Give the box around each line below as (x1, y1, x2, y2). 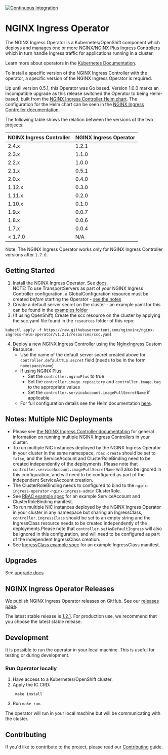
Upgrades (5, 556, 37, 565)
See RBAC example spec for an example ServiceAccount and (12, 493, 140, 499)
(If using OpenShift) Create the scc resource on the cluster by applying (12, 312, 161, 318)
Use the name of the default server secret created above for (20, 351, 146, 357)
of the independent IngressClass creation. (12, 536, 100, 542)
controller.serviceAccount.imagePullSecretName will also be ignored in (12, 466, 162, 472)
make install (15, 692, 43, 697)
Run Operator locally (5, 665, 57, 672)
